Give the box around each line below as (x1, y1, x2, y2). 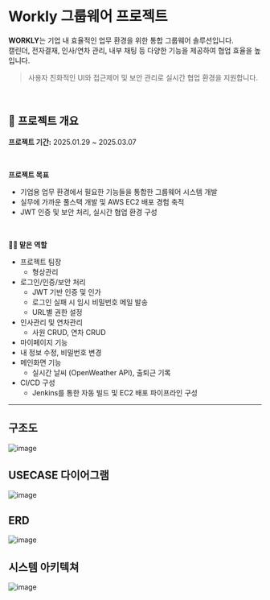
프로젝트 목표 (8, 170, 50, 180)
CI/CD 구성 (19, 378, 55, 387)
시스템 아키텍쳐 (8, 561, 80, 574)
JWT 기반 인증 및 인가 (31, 287, 102, 296)
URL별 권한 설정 (31, 307, 83, 317)
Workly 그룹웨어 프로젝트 (8, 7, 168, 26)
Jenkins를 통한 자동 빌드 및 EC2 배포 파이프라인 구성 (31, 387, 198, 397)
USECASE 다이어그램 (8, 468, 110, 482)
